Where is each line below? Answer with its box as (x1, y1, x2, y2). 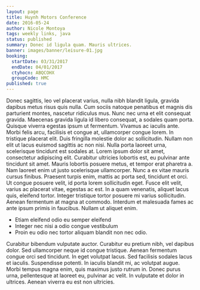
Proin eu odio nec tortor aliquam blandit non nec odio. (14, 229, 147, 236)
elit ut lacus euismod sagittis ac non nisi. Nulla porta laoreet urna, (6, 141, 167, 148)
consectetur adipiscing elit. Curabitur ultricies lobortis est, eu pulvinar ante (6, 154, 190, 161)
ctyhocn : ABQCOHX (11, 70, 55, 76)
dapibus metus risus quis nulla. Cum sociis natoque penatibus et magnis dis (6, 104, 193, 110)
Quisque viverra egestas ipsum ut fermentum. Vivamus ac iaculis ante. (6, 123, 180, 129)
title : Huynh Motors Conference (6, 14, 87, 20)
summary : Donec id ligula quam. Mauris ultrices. (6, 42, 133, 48)
